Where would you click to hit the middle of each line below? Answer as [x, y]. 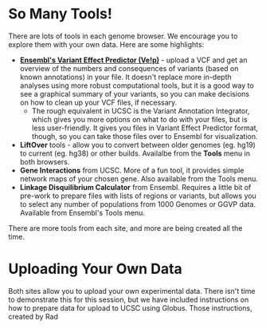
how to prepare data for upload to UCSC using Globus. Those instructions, [130, 307]
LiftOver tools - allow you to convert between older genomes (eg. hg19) [138, 145]
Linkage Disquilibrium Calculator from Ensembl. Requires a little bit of [135, 187]
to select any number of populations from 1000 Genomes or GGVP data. [138, 204]
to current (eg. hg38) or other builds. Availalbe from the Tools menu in [135, 153]
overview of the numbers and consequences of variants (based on [129, 68]
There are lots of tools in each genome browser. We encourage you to [123, 36]
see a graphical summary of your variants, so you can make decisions [134, 93]
